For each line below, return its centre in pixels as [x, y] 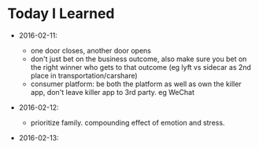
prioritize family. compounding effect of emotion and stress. [128, 122]
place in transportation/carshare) [84, 75]
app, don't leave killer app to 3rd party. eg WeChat [112, 92]
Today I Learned [61, 14]
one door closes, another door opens [91, 50]
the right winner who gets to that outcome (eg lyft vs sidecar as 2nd [141, 67]
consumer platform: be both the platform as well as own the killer [136, 84]
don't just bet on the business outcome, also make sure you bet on [139, 59]
